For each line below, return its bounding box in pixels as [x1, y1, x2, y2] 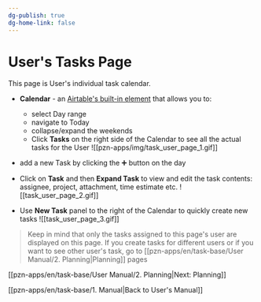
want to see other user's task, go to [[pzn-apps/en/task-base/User [27, 246, 244, 256]
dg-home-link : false [8, 19, 76, 27]
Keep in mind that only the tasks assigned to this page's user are [27, 229, 237, 239]
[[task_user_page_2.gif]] [19, 191, 99, 200]
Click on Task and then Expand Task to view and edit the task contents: [19, 174, 253, 184]
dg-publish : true [8, 11, 65, 20]
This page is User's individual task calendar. [8, 79, 151, 88]
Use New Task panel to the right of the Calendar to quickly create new [19, 206, 248, 215]
